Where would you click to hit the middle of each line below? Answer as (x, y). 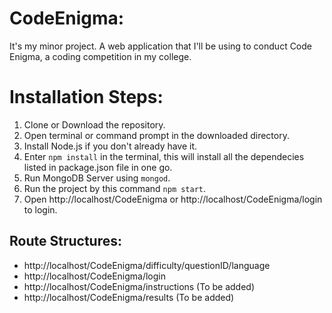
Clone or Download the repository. (94, 124)
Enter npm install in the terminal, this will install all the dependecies (164, 156)
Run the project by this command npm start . (115, 188)
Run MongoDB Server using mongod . (97, 178)
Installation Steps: (86, 97)
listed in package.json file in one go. (98, 167)
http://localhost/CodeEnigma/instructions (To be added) (139, 286)
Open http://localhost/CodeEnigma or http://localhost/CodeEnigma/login (173, 199)
